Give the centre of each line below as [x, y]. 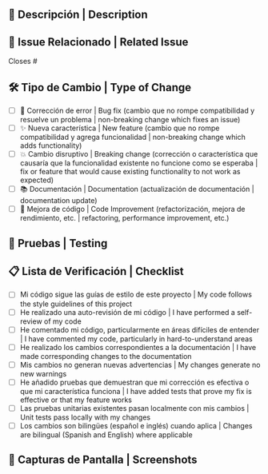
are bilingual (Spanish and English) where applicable [106, 434]
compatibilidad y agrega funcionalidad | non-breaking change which [132, 137]
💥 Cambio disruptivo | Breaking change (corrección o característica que [139, 154]
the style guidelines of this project [76, 304]
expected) [37, 180]
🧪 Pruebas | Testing [58, 243]
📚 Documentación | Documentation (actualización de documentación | [137, 189]
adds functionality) [51, 145]
